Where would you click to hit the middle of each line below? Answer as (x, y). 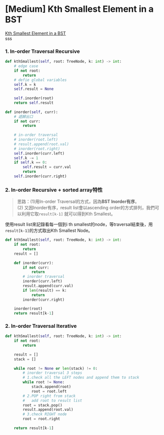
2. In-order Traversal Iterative (41, 326)
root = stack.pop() (43, 405)
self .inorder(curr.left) (39, 153)
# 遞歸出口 (24, 117)
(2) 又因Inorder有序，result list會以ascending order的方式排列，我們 (86, 208)
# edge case (26, 66)
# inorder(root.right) (37, 149)
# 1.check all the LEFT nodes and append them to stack (81, 378)
